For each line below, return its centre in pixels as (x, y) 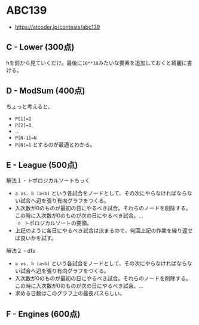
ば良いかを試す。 (36, 238)
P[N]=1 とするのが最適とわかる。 (55, 145)
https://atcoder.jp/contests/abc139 (57, 27)
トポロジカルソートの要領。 (58, 223)
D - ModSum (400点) (46, 91)
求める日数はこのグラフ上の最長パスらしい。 (70, 293)
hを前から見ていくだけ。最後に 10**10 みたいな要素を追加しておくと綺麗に (97, 63)
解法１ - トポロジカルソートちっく (48, 180)
